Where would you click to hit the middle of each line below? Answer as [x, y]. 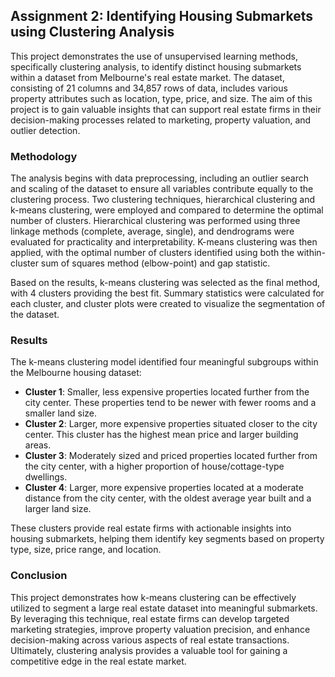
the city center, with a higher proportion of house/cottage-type [154, 466]
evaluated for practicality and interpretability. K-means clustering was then [164, 242]
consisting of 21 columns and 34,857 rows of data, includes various [149, 88]
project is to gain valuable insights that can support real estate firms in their [166, 109]
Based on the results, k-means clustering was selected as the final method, [165, 283]
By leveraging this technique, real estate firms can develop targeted [150, 618]
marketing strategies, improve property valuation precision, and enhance [160, 629]
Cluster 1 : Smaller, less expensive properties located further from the [167, 392]
